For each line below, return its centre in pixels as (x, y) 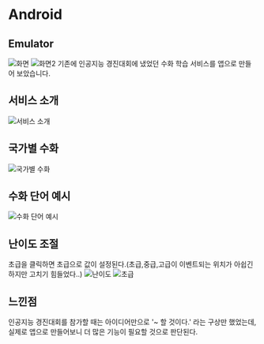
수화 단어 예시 (40, 196)
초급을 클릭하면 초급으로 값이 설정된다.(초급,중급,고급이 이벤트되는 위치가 (120, 264)
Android (36, 15)
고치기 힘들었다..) (56, 275)
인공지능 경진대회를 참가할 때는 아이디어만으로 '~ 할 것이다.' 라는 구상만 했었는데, (132, 322)
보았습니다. (34, 73)
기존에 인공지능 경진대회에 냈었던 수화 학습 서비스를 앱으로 (147, 64)
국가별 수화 (34, 149)
